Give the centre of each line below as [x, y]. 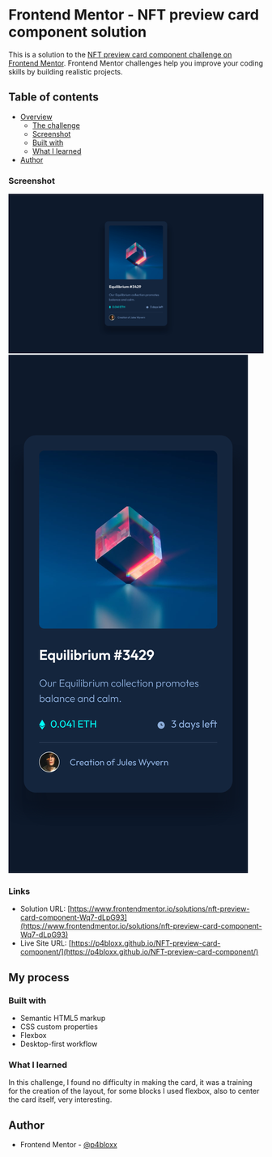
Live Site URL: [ [46, 943]
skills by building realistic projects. [66, 71]
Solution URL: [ [45, 909]
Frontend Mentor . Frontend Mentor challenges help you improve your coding [136, 63]
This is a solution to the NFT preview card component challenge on [120, 54]
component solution [78, 32]
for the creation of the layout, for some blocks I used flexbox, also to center [134, 1091]
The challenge [56, 125]
